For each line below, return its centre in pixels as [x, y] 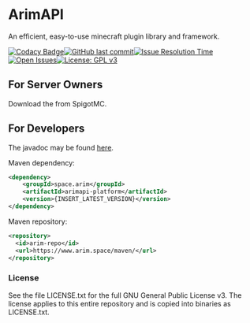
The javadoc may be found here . [61, 147]
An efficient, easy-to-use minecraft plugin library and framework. [114, 36]
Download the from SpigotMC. [58, 103]
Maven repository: [38, 221]
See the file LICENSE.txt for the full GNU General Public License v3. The [125, 295]
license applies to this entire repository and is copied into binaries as [119, 303]
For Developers [47, 129]
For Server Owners [56, 85]
